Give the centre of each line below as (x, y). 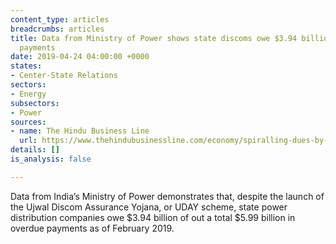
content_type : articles (60, 19)
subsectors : (35, 103)
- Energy (28, 94)
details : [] (35, 150)
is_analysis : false (51, 159)
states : (26, 66)
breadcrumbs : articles (57, 29)
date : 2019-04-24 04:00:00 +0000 (80, 57)
